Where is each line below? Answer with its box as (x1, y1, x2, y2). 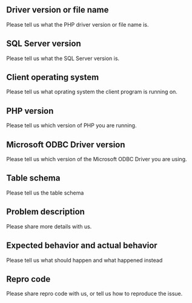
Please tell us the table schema (6, 189, 84, 196)
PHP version (6, 105, 54, 116)
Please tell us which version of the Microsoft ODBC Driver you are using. (6, 156, 187, 163)
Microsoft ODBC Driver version (6, 139, 125, 150)
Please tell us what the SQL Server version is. (6, 55, 120, 62)
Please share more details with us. (6, 222, 92, 230)
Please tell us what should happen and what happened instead (6, 256, 163, 264)
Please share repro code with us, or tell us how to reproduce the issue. (6, 290, 183, 298)
